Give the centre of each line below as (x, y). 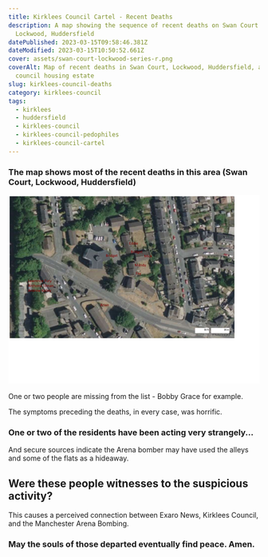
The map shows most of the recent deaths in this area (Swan (128, 172)
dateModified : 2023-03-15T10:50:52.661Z (77, 51)
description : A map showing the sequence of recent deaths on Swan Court (134, 25)
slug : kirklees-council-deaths (60, 84)
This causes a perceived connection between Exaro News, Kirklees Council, (134, 516)
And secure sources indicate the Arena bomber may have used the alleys (128, 450)
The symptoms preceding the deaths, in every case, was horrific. (115, 412)
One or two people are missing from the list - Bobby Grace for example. (126, 397)
